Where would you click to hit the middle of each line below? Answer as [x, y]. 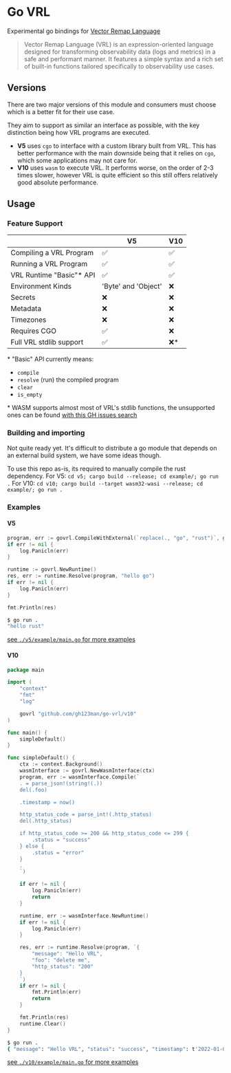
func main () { [27, 733]
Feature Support [35, 224]
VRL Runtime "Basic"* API [53, 275]
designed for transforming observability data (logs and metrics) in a [120, 52]
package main [26, 670]
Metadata [26, 309]
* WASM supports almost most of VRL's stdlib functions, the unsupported [111, 408]
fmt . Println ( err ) [56, 992]
